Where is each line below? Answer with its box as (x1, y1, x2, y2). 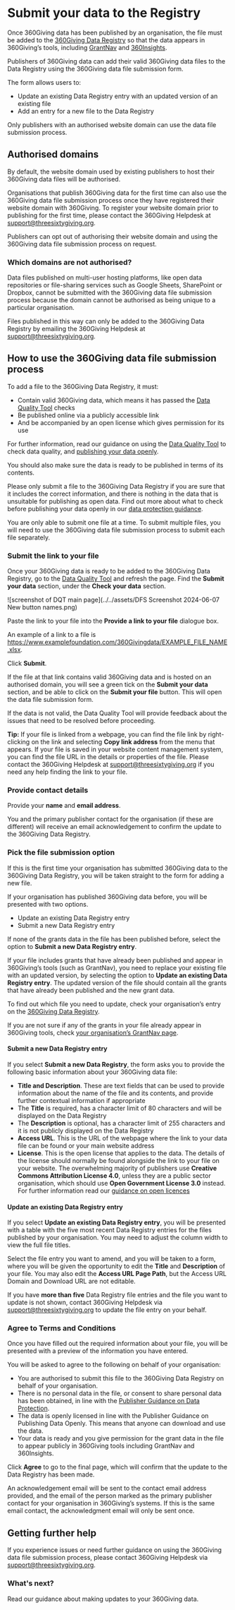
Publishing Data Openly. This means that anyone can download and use (17, 1419, 227, 1428)
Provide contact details (7, 785, 89, 795)
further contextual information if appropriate (17, 1096, 146, 1104)
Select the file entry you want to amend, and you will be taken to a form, (7, 1255, 216, 1263)
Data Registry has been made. (7, 1470, 95, 1479)
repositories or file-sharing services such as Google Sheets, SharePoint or (7, 281, 223, 290)
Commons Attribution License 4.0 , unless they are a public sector (17, 1171, 211, 1180)
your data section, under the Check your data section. (7, 582, 167, 590)
